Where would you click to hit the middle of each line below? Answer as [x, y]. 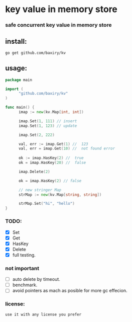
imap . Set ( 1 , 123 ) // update [48, 126]
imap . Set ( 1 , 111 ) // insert [48, 121]
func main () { [20, 107]
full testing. [24, 255]
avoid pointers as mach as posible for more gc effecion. [70, 291]
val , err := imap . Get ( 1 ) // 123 [53, 144]
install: [16, 41]
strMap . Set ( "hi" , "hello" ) [46, 204]
